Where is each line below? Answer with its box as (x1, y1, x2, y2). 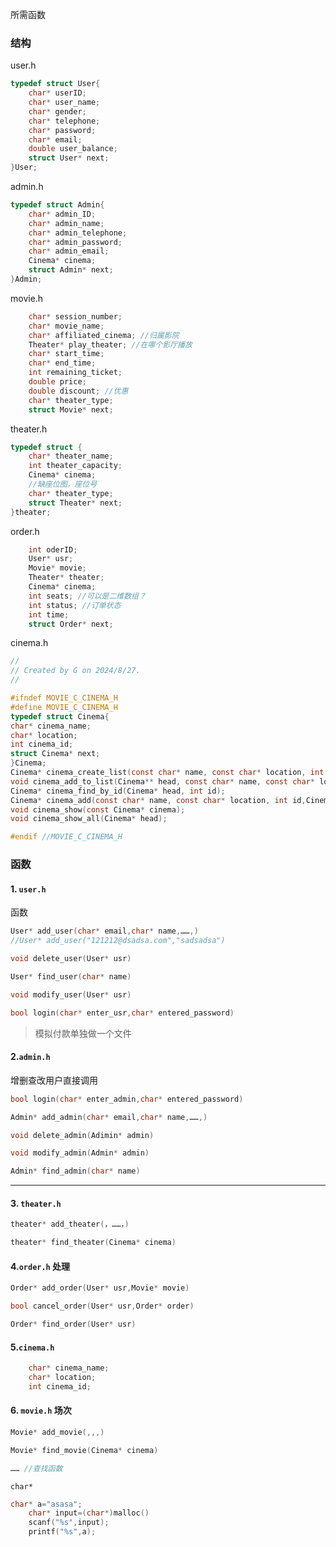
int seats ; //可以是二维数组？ (28, 591, 147, 601)
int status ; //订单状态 (28, 600, 122, 610)
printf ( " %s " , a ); (28, 1527, 97, 1537)
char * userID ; (28, 88, 87, 98)
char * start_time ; (28, 349, 105, 359)
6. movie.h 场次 (10, 1404, 72, 1417)
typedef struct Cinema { (10, 711, 110, 722)
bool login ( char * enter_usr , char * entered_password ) (10, 1008, 235, 1018)
